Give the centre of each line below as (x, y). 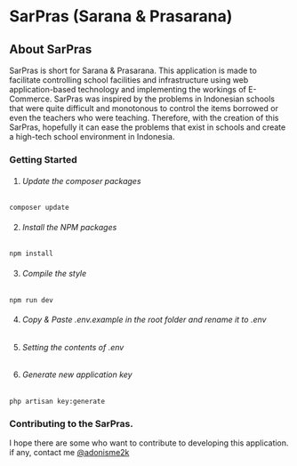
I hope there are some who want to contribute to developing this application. (149, 443)
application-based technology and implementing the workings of (128, 89)
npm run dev (31, 300)
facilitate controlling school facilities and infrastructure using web (129, 80)
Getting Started (43, 159)
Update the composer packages (81, 181)
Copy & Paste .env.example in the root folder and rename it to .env (144, 320)
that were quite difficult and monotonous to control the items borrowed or (144, 108)
